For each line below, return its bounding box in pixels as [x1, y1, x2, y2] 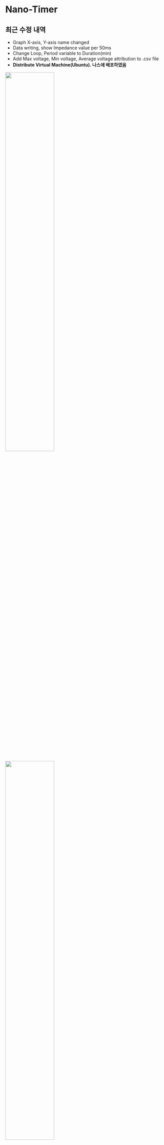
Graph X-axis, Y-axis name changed [12, 40, 90, 45]
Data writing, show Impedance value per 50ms [12, 45, 112, 51]
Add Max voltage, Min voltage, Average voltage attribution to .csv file [12, 55, 159, 62]
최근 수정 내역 [5, 25, 46, 34]
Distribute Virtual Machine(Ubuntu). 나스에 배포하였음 [12, 62, 127, 68]
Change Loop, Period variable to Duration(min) [12, 50, 112, 56]
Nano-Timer [5, 4, 58, 15]
